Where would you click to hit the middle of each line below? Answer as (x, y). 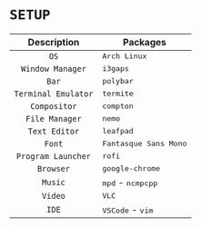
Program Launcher (54, 156)
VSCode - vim (128, 209)
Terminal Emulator (54, 94)
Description (54, 42)
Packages (144, 42)
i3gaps (116, 69)
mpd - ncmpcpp (130, 182)
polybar (118, 81)
